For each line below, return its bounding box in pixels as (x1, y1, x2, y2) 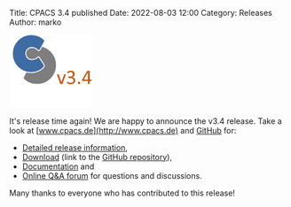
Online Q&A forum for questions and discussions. (21, 170, 202, 180)
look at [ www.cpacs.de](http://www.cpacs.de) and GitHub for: (9, 125, 237, 135)
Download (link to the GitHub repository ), (21, 151, 173, 162)
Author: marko (9, 17, 62, 27)
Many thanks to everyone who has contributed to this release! (9, 188, 235, 198)
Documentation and (21, 161, 95, 172)
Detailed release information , (21, 142, 129, 153)
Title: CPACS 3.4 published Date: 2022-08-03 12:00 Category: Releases (9, 8, 272, 18)
